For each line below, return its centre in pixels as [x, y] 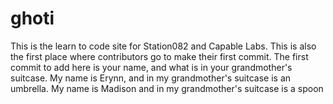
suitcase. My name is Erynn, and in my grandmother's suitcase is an [151, 78]
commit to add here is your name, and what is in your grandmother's [151, 67]
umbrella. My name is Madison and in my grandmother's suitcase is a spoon [167, 88]
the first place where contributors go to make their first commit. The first [159, 56]
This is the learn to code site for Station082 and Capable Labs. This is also [163, 46]
